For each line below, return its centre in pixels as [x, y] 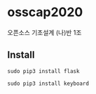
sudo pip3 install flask [43, 71]
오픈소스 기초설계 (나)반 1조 [44, 32]
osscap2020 [45, 12]
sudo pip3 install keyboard [48, 83]
